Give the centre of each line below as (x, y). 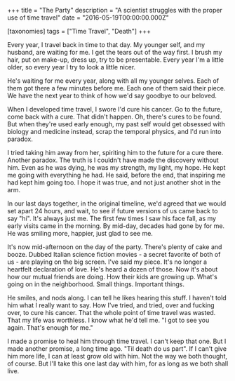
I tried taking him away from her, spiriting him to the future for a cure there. (115, 153)
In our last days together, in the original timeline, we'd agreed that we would (117, 203)
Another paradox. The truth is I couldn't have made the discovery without (113, 160)
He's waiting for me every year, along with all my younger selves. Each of (113, 81)
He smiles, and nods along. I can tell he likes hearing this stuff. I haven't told (117, 298)
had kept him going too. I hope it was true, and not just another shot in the (114, 182)
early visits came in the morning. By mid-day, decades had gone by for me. (116, 226)
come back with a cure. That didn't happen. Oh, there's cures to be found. (114, 116)
